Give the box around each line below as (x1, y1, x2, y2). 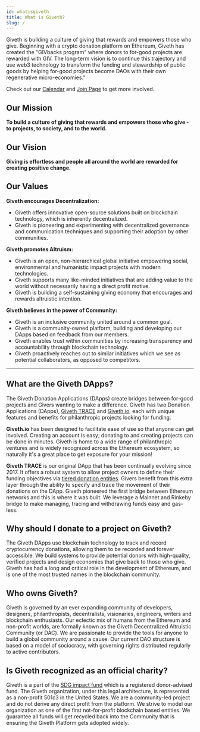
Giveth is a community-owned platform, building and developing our (14, 324, 182, 331)
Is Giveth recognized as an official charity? (6, 665, 168, 675)
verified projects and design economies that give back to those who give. (6, 558, 186, 565)
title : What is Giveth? (6, 14, 65, 20)
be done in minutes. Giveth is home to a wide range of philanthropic (6, 438, 173, 445)
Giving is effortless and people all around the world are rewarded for (6, 158, 179, 165)
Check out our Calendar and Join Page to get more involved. (6, 86, 155, 93)
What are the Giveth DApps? (6, 379, 114, 389)
